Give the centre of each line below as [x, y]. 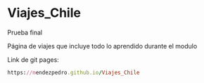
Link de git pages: [33, 59]
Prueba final [25, 32]
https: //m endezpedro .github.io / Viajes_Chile [74, 72]
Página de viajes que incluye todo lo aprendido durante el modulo [102, 46]
